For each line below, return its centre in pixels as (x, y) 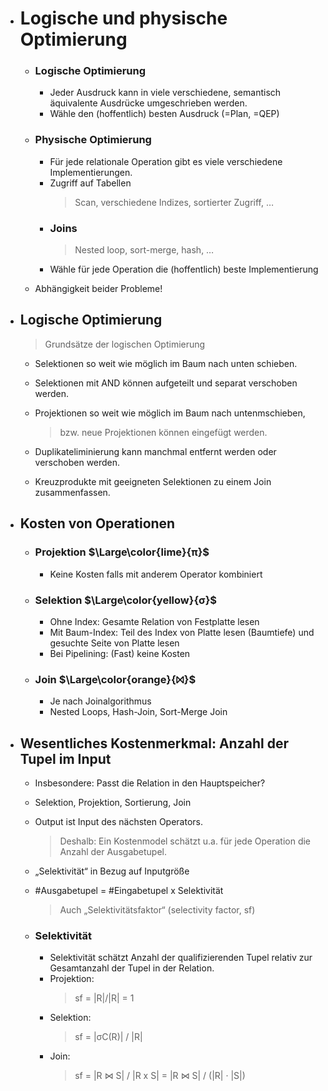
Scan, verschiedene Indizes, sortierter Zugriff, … (174, 202)
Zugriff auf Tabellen (90, 183)
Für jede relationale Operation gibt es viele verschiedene (166, 161)
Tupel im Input (65, 758)
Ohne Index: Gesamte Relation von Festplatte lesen (154, 621)
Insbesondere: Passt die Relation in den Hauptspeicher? (150, 783)
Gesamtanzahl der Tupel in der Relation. (132, 968)
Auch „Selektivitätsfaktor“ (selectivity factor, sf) (157, 909)
